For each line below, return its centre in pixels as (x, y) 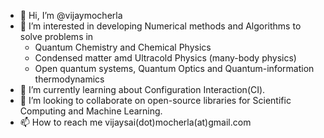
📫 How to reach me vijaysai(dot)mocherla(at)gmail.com (135, 122)
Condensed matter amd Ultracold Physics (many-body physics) (165, 58)
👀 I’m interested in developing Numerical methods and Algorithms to (160, 26)
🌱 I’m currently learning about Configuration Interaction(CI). (142, 89)
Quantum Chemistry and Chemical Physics (123, 47)
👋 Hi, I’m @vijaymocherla (71, 15)
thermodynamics (69, 79)
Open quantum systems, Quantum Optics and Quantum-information (174, 68)
